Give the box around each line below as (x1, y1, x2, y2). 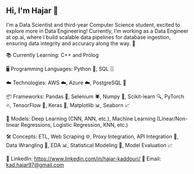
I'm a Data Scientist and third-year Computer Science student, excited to (6, 21, 181, 28)
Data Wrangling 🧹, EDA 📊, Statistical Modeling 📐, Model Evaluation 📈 (6, 141, 174, 148)
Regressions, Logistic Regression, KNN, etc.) (20, 121, 128, 128)
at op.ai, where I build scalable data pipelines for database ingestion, (6, 33, 171, 41)
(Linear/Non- (157, 115, 188, 122)
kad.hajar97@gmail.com (6, 161, 64, 168)
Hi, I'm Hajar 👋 (6, 6, 58, 16)
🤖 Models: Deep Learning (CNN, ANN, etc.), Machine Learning (6, 115, 156, 122)
